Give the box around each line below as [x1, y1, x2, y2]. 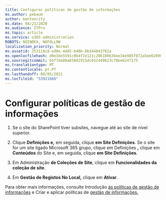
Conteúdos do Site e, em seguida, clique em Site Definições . [12, 150, 138, 156]
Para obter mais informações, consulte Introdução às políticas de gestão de [5, 184, 160, 190]
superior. [12, 130, 31, 136]
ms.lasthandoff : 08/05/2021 [5, 72, 63, 77]
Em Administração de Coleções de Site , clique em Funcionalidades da [12, 159, 157, 165]
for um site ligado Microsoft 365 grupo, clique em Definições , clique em [12, 145, 160, 150]
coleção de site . [12, 164, 46, 171]
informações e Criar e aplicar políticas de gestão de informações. [5, 189, 138, 195]
